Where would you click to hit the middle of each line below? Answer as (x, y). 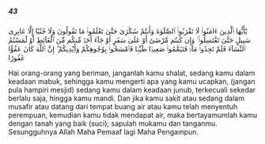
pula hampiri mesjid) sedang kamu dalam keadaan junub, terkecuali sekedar (132, 89)
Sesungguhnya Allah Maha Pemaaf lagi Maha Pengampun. (104, 131)
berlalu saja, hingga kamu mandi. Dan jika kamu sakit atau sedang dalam (127, 98)
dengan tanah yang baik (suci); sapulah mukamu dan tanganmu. (113, 123)
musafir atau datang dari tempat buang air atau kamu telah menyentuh (123, 106)
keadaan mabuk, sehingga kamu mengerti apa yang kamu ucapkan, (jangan (132, 81)
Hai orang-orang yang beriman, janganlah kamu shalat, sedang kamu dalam (132, 73)
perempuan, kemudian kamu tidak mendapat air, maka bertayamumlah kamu (133, 115)
